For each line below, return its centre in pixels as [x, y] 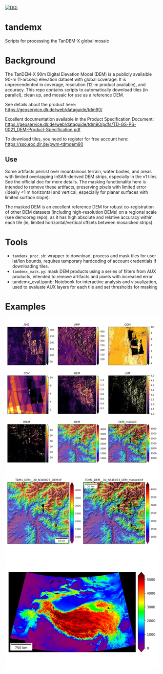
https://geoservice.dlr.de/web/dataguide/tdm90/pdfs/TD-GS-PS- [71, 124]
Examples [25, 306]
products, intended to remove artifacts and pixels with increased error [82, 276]
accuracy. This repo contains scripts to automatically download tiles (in [76, 90]
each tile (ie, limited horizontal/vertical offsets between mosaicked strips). [79, 222]
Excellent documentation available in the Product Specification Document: [80, 119]
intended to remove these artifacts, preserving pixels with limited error [76, 187]
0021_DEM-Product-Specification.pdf [43, 129]
